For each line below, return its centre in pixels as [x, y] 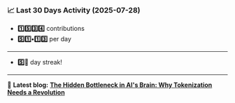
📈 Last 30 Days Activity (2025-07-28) [74, 10]
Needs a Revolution [36, 92]
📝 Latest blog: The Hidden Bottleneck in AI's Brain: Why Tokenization [110, 85]
